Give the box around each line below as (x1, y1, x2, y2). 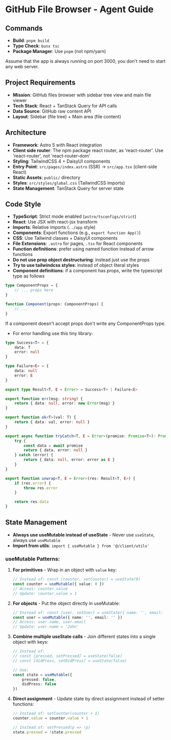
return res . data (14, 499, 49, 504)
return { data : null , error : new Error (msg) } (14, 401, 115, 406)
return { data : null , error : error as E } (23, 457, 115, 463)
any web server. (5, 64, 39, 69)
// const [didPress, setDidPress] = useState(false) (12, 658, 127, 664)
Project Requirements (5, 78, 76, 87)
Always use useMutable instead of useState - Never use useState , (12, 531, 155, 538)
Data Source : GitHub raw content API (12, 108, 92, 114)
